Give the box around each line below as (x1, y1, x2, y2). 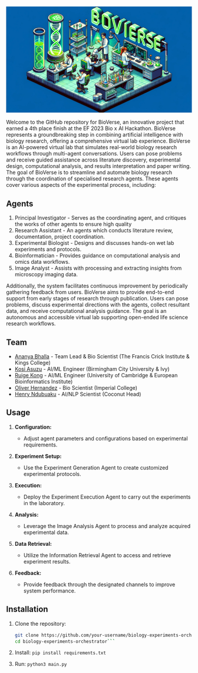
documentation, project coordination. (14, 233, 105, 240)
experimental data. (23, 529, 70, 536)
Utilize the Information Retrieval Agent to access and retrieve (23, 551, 171, 559)
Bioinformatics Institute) (14, 378, 73, 385)
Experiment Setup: (14, 452, 62, 460)
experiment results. (23, 558, 71, 565)
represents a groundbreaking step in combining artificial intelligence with (6, 131, 184, 138)
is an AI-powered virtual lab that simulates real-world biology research (6, 144, 177, 151)
